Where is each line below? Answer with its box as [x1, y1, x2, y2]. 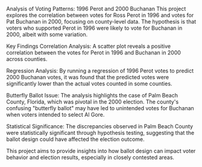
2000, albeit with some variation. [6, 31, 88, 38]
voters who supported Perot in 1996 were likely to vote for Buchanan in [6, 24, 183, 31]
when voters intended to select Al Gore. [6, 111, 105, 118]
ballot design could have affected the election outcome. [6, 136, 145, 143]
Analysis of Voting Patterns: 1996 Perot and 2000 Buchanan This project [6, 5, 186, 12]
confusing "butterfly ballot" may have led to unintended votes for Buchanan [6, 105, 194, 111]
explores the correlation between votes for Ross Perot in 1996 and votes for [6, 11, 194, 19]
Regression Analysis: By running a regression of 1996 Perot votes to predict [6, 67, 194, 74]
